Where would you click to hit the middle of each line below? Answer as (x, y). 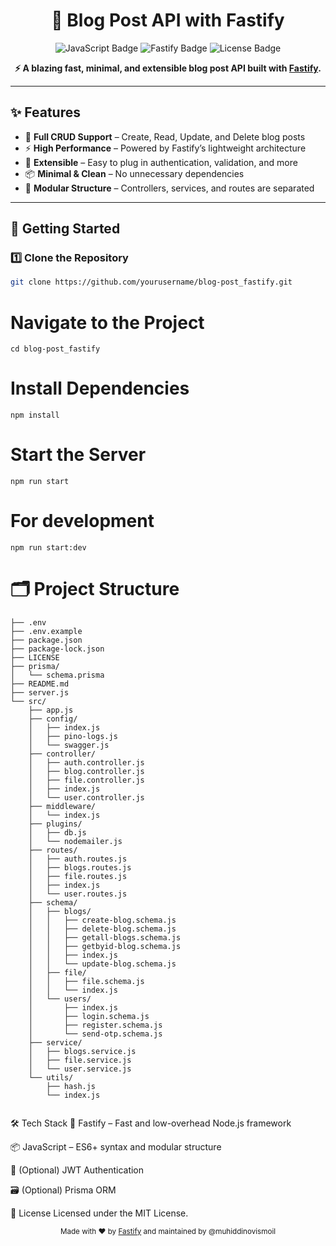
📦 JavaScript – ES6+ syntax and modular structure (116, 1147)
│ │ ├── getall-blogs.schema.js (105, 938)
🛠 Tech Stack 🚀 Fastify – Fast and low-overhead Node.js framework (151, 1123)
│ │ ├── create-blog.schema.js (102, 920)
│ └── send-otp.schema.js (95, 1034)
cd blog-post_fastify (55, 349)
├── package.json (46, 640)
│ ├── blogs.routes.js (80, 868)
